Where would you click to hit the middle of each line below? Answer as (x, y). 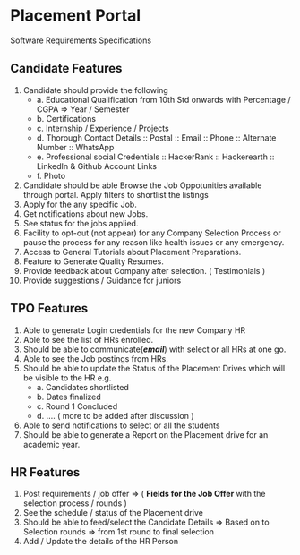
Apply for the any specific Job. (80, 204)
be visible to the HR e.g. (67, 378)
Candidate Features (66, 68)
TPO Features (49, 308)
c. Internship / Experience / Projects (103, 128)
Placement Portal (76, 16)
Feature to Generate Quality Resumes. (93, 261)
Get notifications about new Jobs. (86, 213)
